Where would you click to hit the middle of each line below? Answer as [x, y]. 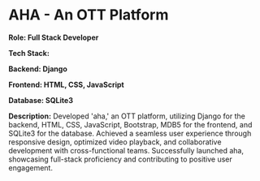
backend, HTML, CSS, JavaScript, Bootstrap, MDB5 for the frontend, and [130, 124]
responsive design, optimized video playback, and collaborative [115, 142]
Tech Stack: [29, 53]
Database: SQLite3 [41, 100]
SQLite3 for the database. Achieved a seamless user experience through [130, 133]
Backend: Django [38, 69]
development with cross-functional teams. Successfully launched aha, [126, 150]
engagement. [30, 167]
